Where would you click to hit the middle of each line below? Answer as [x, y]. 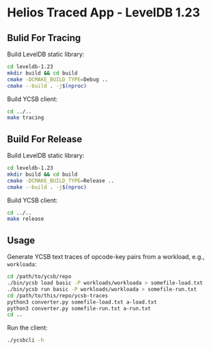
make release [26, 219]
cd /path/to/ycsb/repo [39, 277]
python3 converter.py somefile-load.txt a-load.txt [82, 302]
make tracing [26, 118]
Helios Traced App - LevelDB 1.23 [103, 13]
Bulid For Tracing [44, 38]
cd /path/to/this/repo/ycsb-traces [58, 295]
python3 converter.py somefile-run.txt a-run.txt [79, 308]
